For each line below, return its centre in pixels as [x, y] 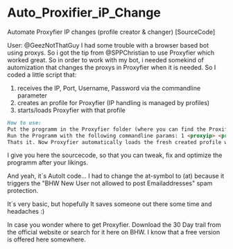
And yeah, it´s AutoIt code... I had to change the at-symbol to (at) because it [116, 176]
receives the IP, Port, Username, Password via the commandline [109, 88]
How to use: [24, 122]
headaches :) [26, 212]
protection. [23, 191]
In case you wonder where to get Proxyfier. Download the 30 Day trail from [114, 225]
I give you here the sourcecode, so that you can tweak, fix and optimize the [115, 155]
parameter [32, 95]
